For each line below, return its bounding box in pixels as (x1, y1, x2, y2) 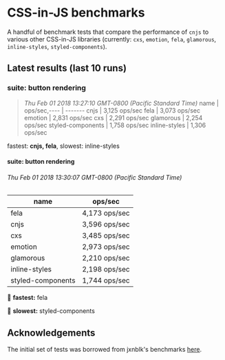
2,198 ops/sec (82, 265, 130, 274)
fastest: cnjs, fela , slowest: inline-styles (7, 142, 120, 150)
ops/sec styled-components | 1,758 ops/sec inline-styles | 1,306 (23, 121, 206, 129)
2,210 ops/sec (82, 254, 130, 263)
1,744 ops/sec (82, 276, 130, 285)
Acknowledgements (7, 327, 96, 339)
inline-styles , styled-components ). (7, 42, 107, 50)
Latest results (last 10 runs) (7, 62, 127, 74)
